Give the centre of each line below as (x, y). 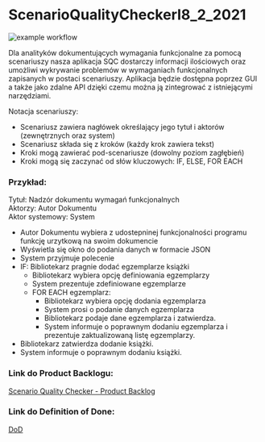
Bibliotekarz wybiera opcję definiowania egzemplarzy (121, 275)
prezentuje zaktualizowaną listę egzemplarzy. (120, 336)
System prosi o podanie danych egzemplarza (119, 310)
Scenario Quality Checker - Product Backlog (82, 391)
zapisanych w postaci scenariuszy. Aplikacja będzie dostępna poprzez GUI (133, 78)
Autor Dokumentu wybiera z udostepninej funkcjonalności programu (133, 232)
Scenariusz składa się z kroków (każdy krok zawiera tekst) (117, 144)
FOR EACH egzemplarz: (71, 293)
